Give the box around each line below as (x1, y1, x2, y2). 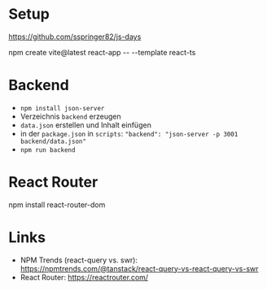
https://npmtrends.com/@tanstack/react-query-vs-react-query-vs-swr (20, 263, 259, 273)
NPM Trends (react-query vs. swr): (20, 255, 138, 265)
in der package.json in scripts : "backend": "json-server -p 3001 (20, 128, 239, 138)
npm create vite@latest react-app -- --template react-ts (8, 47, 196, 57)
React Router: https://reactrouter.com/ (20, 272, 149, 282)
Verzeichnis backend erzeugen (20, 111, 122, 121)
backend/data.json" (20, 137, 87, 145)
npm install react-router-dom (8, 200, 106, 210)
